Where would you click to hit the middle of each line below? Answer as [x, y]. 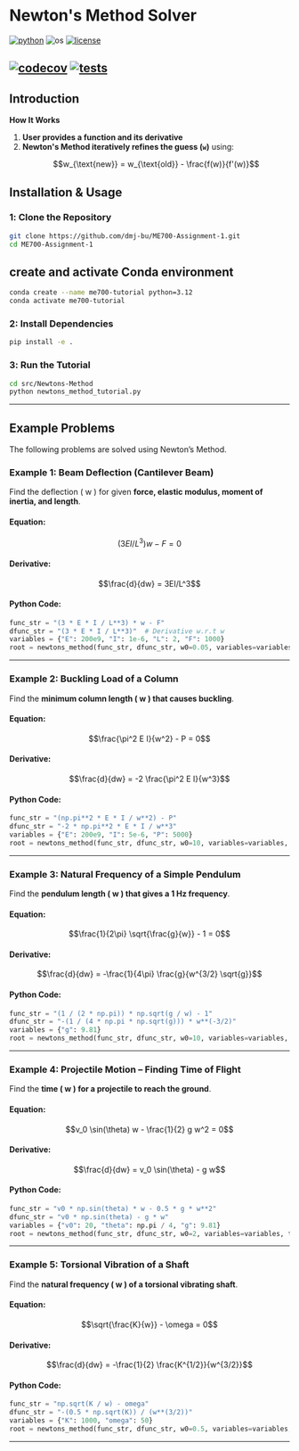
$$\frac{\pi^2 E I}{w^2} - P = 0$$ [149, 738]
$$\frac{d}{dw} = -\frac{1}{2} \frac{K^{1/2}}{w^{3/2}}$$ [149, 1364]
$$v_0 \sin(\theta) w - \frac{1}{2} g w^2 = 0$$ [149, 1129]
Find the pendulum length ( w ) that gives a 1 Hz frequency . [120, 894]
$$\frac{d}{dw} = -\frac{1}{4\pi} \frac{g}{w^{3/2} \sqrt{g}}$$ [149, 974]
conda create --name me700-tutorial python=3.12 [101, 293]
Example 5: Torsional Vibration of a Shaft [99, 1265]
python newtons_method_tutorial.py [75, 392]
